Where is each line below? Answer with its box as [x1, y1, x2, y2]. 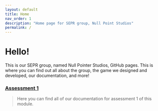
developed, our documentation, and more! [5, 73, 89, 78]
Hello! [5, 46, 30, 57]
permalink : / [5, 25, 32, 30]
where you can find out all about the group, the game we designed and [5, 68, 147, 74]
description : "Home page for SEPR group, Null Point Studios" [5, 20, 134, 26]
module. [17, 101, 34, 107]
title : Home [5, 12, 29, 17]
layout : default [5, 7, 38, 12]
